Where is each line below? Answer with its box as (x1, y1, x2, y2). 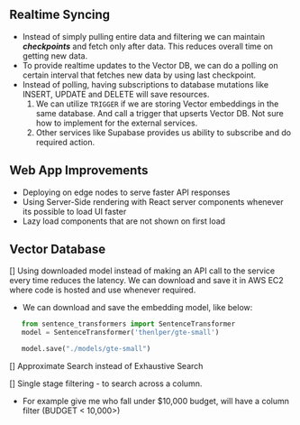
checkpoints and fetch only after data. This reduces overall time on (22, 41, 273, 51)
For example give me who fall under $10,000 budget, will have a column (22, 396, 290, 407)
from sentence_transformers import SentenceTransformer (21, 319, 236, 328)
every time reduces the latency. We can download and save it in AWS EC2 (9, 275, 284, 286)
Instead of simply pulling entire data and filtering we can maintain (22, 31, 266, 42)
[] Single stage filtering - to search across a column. (9, 378, 203, 389)
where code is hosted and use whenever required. (9, 284, 196, 296)
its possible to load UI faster (22, 206, 127, 217)
